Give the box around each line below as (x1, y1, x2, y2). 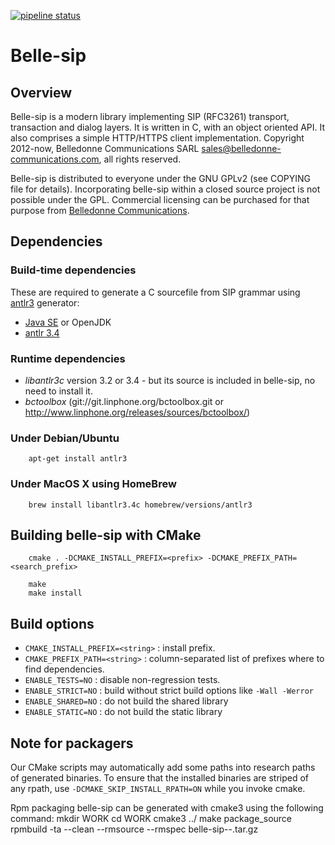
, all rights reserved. (98, 153, 182, 165)
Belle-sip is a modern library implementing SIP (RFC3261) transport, (10, 111, 290, 122)
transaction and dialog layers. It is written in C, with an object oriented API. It (10, 121, 326, 133)
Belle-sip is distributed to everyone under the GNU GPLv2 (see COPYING (10, 173, 312, 184)
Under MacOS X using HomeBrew (10, 477, 177, 491)
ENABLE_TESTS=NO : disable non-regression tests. (24, 674, 221, 686)
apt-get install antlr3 (28, 454, 128, 464)
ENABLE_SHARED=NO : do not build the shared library (24, 695, 229, 707)
